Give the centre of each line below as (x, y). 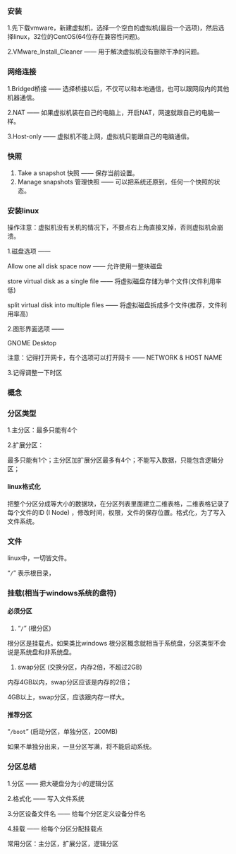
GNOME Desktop (32, 343)
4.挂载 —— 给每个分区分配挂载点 (55, 829)
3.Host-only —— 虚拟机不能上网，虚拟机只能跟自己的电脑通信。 (100, 136)
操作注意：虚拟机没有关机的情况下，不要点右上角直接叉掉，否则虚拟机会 (112, 227)
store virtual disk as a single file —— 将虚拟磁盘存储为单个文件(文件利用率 (114, 281)
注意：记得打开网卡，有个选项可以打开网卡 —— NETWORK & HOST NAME (115, 357)
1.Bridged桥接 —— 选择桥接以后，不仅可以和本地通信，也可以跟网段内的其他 (118, 88)
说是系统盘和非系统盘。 (41, 652)
